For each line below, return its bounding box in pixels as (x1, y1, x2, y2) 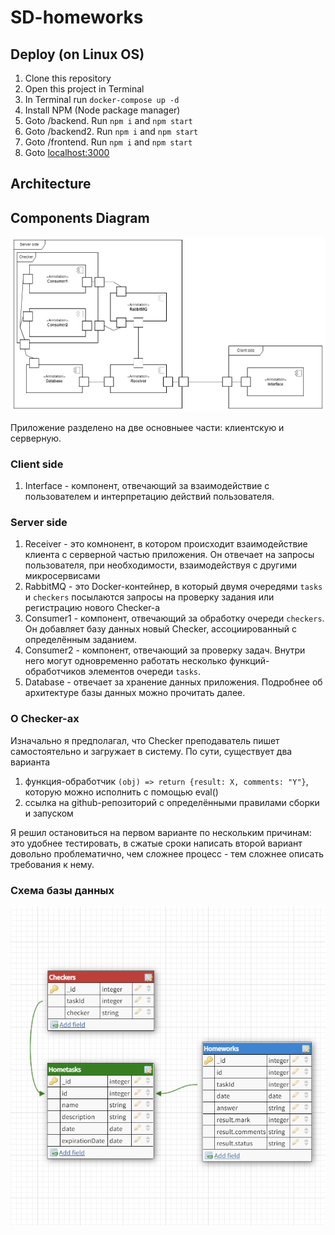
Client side (10, 457, 64, 471)
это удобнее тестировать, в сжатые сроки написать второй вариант (10, 837, 303, 849)
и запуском (24, 807, 74, 819)
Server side (10, 516, 68, 530)
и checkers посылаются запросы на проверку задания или (24, 591, 275, 603)
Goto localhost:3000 (24, 147, 110, 158)
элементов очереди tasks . (88, 666, 201, 678)
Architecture (10, 176, 92, 193)
